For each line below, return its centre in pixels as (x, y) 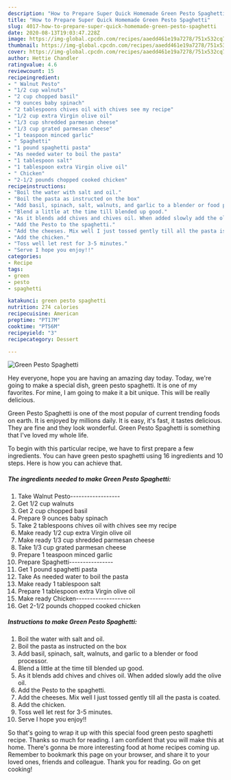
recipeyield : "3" (33, 333)
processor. (33, 661)
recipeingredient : (34, 77)
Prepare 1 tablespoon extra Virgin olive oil (76, 592)
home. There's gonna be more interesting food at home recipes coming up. (114, 748)
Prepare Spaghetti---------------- (65, 562)
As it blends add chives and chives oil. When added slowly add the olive (119, 675)
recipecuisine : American (43, 314)
